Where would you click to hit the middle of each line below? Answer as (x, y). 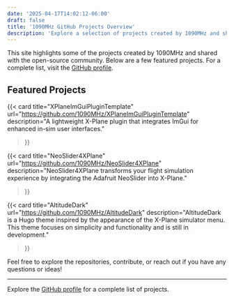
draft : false (26, 20)
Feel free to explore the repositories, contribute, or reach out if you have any (117, 262)
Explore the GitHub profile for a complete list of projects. (88, 290)
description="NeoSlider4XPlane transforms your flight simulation (100, 171)
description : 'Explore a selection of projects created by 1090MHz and (113, 33)
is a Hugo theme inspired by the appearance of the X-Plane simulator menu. (116, 220)
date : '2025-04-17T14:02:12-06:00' (59, 14)
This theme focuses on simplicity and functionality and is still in (98, 227)
